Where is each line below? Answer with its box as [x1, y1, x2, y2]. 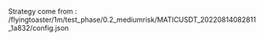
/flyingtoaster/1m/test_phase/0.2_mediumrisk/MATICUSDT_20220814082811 [8, 15, 256, 24]
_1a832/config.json [8, 24, 69, 32]
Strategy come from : [8, 7, 77, 16]
